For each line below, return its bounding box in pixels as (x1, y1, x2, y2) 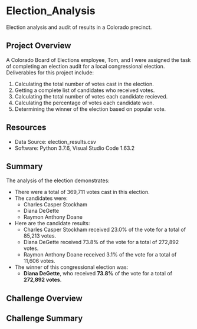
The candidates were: (14, 195, 68, 202)
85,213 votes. (23, 232, 57, 239)
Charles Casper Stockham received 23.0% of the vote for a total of (23, 226, 186, 233)
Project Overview (6, 41, 71, 51)
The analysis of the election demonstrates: (6, 177, 110, 184)
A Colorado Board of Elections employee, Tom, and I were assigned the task (6, 56, 191, 63)
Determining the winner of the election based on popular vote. (14, 105, 166, 113)
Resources (6, 123, 47, 133)
